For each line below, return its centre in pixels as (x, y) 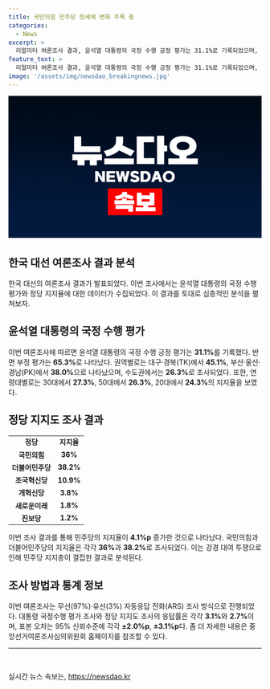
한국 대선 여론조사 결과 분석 (72, 262)
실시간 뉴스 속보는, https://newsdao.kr (70, 677)
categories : (28, 25)
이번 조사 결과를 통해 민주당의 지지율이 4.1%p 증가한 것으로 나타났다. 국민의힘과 (133, 537)
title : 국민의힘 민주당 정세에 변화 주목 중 (72, 17)
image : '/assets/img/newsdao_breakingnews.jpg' (90, 76)
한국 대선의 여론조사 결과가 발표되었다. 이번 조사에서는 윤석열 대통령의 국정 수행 (133, 283)
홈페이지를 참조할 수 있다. (128, 636)
